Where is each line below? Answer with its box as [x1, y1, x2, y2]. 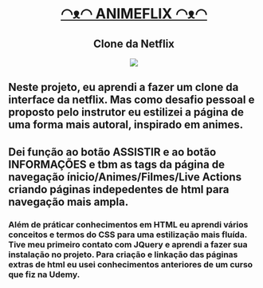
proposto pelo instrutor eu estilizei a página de [8, 105, 245, 119]
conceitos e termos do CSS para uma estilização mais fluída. [8, 229, 247, 240]
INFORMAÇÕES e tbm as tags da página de [8, 157, 226, 171]
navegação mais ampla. [8, 195, 129, 208]
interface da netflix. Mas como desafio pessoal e [8, 93, 255, 107]
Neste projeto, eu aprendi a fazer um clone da [8, 81, 239, 94]
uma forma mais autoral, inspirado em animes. [8, 118, 244, 132]
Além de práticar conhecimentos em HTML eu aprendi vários [8, 219, 249, 230]
